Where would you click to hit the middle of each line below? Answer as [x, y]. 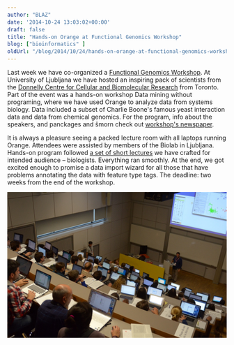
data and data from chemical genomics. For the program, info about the [110, 117]
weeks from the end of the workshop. [61, 182]
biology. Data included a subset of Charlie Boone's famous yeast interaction [116, 109]
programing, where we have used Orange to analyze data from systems [110, 102]
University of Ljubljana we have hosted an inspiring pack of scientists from [114, 80]
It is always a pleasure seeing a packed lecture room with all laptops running [117, 138]
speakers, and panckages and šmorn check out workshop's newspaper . [111, 124]
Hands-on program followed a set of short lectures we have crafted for [109, 153]
